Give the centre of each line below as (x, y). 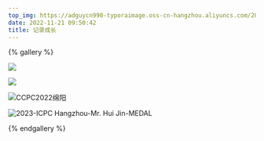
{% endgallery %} (37, 128)
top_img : (22, 15)
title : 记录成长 (32, 30)
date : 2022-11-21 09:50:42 (52, 23)
